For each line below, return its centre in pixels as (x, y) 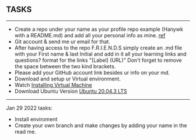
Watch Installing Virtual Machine (53, 85)
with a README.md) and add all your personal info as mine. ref (90, 35)
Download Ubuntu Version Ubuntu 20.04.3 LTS (71, 91)
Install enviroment (36, 119)
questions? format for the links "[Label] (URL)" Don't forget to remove (98, 60)
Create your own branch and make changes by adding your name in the (101, 125)
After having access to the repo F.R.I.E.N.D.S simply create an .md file (98, 48)
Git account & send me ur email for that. (62, 41)
